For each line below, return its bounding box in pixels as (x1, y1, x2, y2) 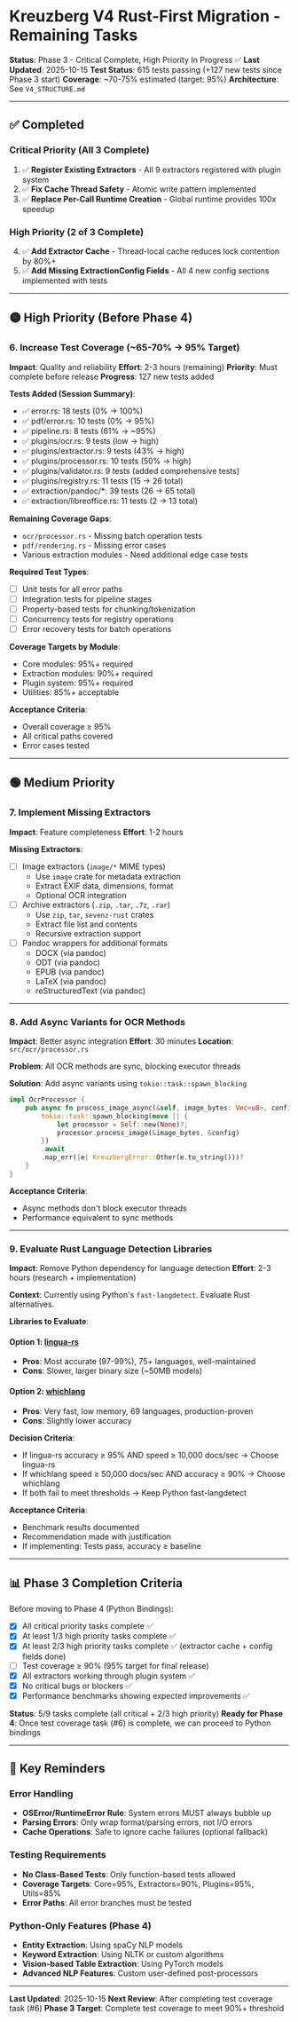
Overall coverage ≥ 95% (21, 721, 112, 731)
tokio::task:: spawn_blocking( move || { (41, 1111, 189, 1120)
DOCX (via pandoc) (35, 947, 106, 958)
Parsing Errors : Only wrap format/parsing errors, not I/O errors (21, 1817, 253, 1828)
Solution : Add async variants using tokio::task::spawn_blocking (9, 1078, 247, 1089)
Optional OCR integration (35, 889, 127, 900)
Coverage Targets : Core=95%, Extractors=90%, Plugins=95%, (21, 1878, 255, 1889)
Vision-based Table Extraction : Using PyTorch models (21, 1959, 223, 1970)
